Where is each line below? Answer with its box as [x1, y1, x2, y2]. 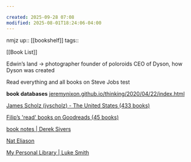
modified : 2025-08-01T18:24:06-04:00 [6, 19, 102, 26]
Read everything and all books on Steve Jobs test [6, 78, 130, 86]
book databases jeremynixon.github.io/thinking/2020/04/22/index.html [6, 90, 185, 97]
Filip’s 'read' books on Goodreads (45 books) [6, 113, 119, 121]
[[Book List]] [6, 48, 38, 55]
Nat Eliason [6, 137, 35, 144]
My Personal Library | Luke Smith [6, 149, 90, 156]
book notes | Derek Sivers [6, 125, 72, 132]
